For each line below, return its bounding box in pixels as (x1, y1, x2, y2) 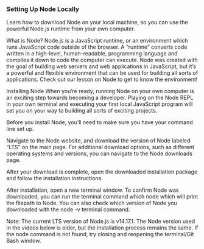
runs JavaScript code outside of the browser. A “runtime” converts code (6, 43, 188, 51)
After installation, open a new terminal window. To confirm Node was (6, 186, 179, 194)
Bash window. (6, 237, 41, 245)
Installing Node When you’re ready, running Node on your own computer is (6, 88, 194, 95)
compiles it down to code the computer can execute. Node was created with (6, 57, 198, 64)
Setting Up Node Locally (6, 5, 80, 13)
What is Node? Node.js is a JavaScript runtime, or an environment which (6, 37, 188, 44)
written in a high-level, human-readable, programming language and (6, 50, 178, 57)
